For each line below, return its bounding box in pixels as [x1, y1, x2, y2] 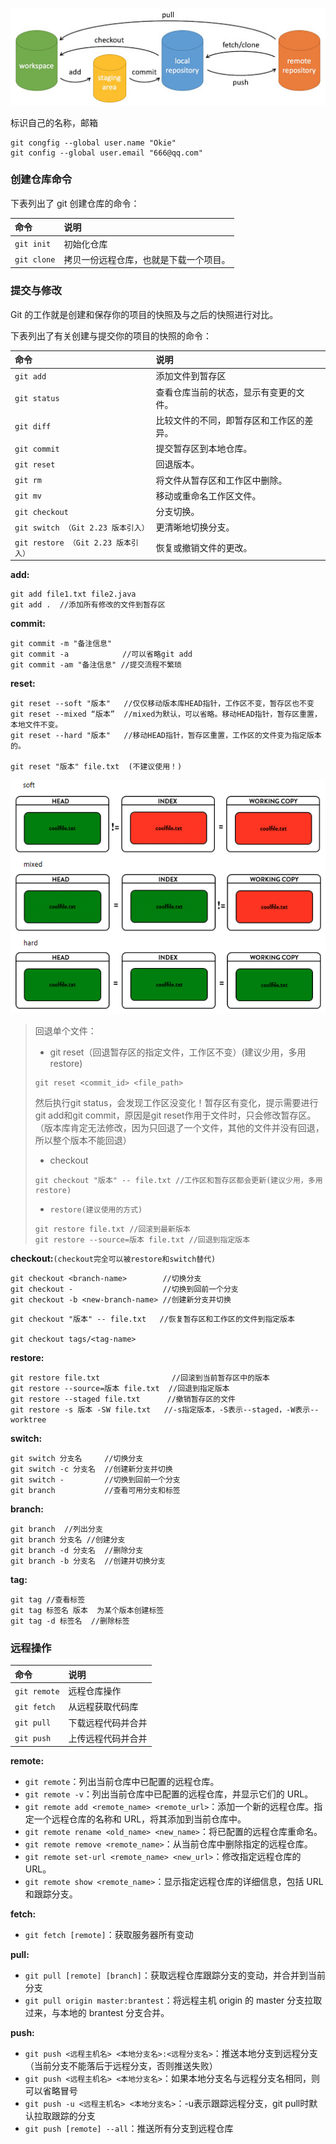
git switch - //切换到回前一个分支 [10, 1475, 181, 1485]
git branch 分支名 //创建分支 [10, 1535, 126, 1545]
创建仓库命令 [10, 173, 73, 187]
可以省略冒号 [24, 2085, 78, 2097]
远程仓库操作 [68, 1685, 122, 1697]
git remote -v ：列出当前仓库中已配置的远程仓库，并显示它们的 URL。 [24, 1788, 314, 1800]
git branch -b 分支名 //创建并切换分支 [10, 1556, 166, 1566]
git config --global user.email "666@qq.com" [10, 148, 203, 158]
